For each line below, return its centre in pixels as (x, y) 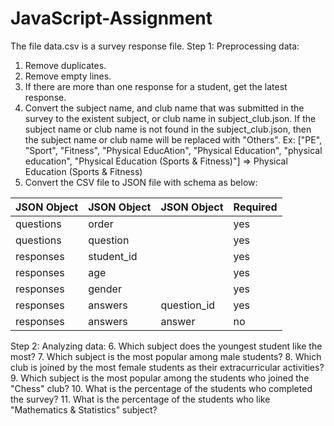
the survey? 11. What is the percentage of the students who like (140, 399)
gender (105, 289)
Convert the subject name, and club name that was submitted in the (164, 108)
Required (255, 207)
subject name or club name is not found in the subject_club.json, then (168, 129)
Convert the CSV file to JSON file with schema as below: (141, 182)
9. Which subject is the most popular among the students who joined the (160, 378)
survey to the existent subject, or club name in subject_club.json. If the (170, 118)
